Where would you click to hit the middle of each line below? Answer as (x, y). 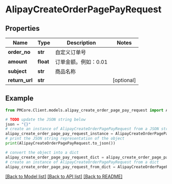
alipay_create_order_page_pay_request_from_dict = (60, 167)
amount (17, 62)
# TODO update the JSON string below (46, 119)
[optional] (124, 80)
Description (81, 43)
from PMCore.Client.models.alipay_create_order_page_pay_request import (84, 110)
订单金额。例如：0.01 (81, 62)
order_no (19, 52)
